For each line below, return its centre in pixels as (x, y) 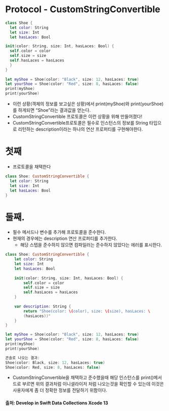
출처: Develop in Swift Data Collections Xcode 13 (57, 403)
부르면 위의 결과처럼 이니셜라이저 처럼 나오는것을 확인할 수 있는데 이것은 (93, 384)
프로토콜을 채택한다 (32, 167)
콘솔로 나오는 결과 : (23, 358)
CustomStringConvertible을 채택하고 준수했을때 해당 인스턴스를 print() (83, 377)
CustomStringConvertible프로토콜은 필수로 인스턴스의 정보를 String (80, 123)
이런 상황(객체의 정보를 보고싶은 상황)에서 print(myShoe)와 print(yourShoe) (88, 104)
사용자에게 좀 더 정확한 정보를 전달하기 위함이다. (60, 390)
